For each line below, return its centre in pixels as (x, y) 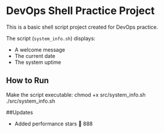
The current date (35, 56)
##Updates (20, 112)
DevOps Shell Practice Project (81, 11)
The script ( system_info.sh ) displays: (51, 38)
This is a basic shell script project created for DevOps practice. (82, 27)
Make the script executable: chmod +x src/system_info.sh (76, 94)
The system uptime (38, 62)
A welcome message (40, 50)
